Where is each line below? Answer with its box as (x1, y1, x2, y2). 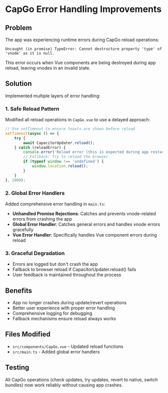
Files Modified (5, 330, 51, 339)
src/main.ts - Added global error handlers (12, 348, 100, 354)
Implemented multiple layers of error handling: (5, 93, 100, 99)
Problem (5, 24, 32, 32)
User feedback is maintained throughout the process (12, 272, 121, 278)
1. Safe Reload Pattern (5, 105, 59, 112)
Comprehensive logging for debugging (12, 310, 92, 316)
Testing (5, 363, 29, 372)
